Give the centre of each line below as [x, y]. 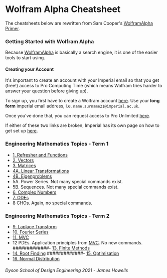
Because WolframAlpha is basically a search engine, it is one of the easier [81, 52]
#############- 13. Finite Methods [51, 248]
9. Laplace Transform [34, 227]
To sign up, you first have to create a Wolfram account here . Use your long [82, 101]
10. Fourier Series [30, 232]
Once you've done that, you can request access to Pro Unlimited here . [78, 116]
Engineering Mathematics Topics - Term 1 [57, 144]
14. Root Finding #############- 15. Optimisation [66, 253]
